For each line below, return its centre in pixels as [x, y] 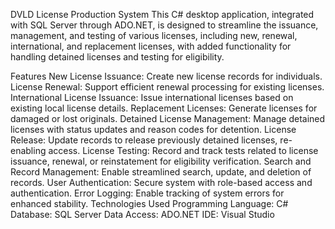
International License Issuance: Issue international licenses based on [152, 97]
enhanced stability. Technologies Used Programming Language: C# [149, 203]
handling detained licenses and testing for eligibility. [117, 57]
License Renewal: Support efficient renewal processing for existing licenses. [167, 87]
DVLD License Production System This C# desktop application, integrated [162, 14]
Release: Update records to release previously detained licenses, [144, 140]
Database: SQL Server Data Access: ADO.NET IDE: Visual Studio [142, 214]
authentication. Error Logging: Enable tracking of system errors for [147, 193]
